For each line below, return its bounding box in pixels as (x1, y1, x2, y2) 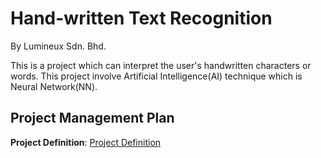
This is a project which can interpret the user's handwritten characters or (10, 59, 312, 71)
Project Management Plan (10, 110, 175, 127)
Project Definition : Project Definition (10, 136, 162, 148)
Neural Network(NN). (10, 80, 98, 92)
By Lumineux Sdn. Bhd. (10, 40, 107, 52)
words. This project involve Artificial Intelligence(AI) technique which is (10, 70, 303, 82)
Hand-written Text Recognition (10, 7, 273, 30)
